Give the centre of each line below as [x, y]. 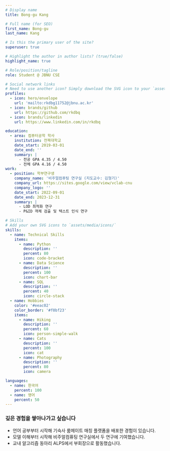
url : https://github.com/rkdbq [47, 112]
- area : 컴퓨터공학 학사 [32, 136]
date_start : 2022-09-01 [39, 192]
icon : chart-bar [40, 277]
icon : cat [34, 353]
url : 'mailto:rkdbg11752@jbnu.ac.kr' [54, 103]
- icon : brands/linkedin [36, 117]
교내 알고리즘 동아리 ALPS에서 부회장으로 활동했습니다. [67, 443]
